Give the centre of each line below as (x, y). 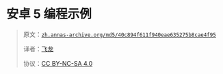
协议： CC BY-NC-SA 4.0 (58, 63)
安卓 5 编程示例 (49, 14)
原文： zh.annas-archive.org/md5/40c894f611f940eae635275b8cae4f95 (119, 34)
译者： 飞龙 (38, 49)
